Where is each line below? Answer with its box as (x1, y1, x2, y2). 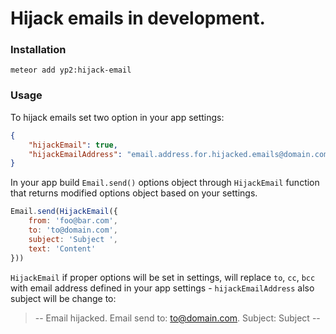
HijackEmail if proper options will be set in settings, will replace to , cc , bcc (10, 271, 316, 283)
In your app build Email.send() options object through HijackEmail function (10, 177, 320, 189)
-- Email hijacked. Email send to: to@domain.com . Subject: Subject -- (34, 312, 321, 324)
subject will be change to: (10, 292, 117, 304)
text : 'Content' (28, 243, 97, 254)
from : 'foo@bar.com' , (28, 216, 118, 226)
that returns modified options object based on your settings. (10, 187, 258, 199)
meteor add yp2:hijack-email (10, 65, 132, 76)
